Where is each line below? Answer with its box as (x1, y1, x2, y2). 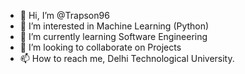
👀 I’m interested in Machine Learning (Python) (19, 20, 210, 32)
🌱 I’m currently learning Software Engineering (19, 31, 208, 42)
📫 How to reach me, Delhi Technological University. (19, 53, 235, 64)
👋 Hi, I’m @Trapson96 (19, 10, 110, 21)
